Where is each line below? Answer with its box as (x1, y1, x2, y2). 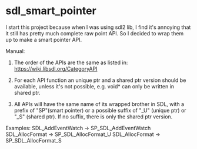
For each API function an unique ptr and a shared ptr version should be (14, 77, 186, 84)
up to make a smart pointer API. (5, 36, 82, 43)
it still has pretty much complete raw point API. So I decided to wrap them (5, 29, 184, 37)
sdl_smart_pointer (5, 4, 96, 18)
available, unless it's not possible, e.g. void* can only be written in (14, 82, 175, 90)
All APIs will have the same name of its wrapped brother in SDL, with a (14, 100, 185, 107)
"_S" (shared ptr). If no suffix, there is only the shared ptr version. (14, 113, 173, 120)
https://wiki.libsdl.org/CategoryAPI (14, 65, 98, 72)
